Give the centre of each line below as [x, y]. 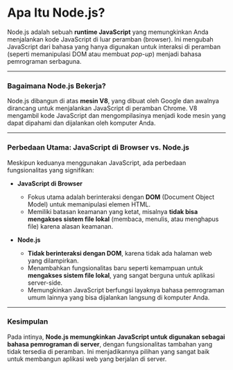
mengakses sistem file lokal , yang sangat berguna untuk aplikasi [121, 275]
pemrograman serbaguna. [44, 61]
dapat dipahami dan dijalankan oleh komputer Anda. [81, 123]
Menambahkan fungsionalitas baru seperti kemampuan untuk [115, 267]
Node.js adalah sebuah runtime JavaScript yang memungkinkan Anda [108, 32]
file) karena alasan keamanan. [70, 226]
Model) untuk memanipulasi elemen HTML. [89, 204]
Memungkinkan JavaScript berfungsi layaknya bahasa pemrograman [126, 290]
